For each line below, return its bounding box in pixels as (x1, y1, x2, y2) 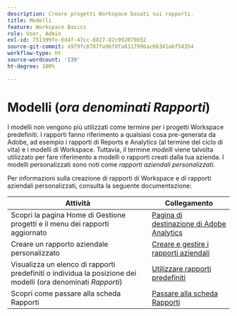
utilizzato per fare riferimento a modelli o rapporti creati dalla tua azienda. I (7, 152, 224, 161)
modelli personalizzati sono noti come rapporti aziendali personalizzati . (7, 160, 215, 169)
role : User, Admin (7, 30, 61, 37)
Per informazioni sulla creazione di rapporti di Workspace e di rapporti (7, 174, 212, 182)
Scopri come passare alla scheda (11, 288, 121, 298)
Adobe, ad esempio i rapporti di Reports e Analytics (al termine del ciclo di (7, 138, 224, 146)
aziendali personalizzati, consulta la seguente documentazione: (7, 181, 192, 190)
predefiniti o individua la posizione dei (11, 268, 137, 278)
